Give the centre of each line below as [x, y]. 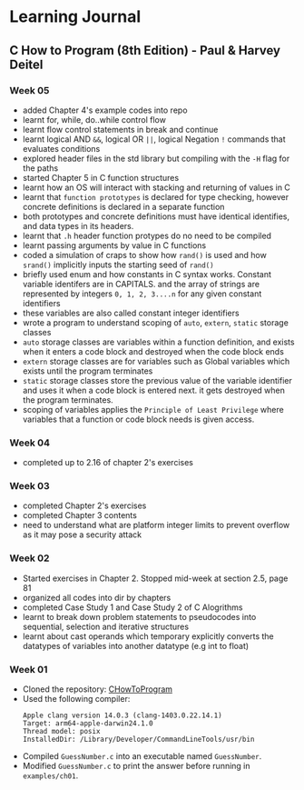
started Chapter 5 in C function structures [101, 177]
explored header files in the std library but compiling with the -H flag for [156, 158]
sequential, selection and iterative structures [105, 626]
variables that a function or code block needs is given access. [138, 419]
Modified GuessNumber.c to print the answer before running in [137, 766]
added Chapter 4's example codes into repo [105, 110]
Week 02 [29, 558]
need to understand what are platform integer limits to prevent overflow [156, 525]
